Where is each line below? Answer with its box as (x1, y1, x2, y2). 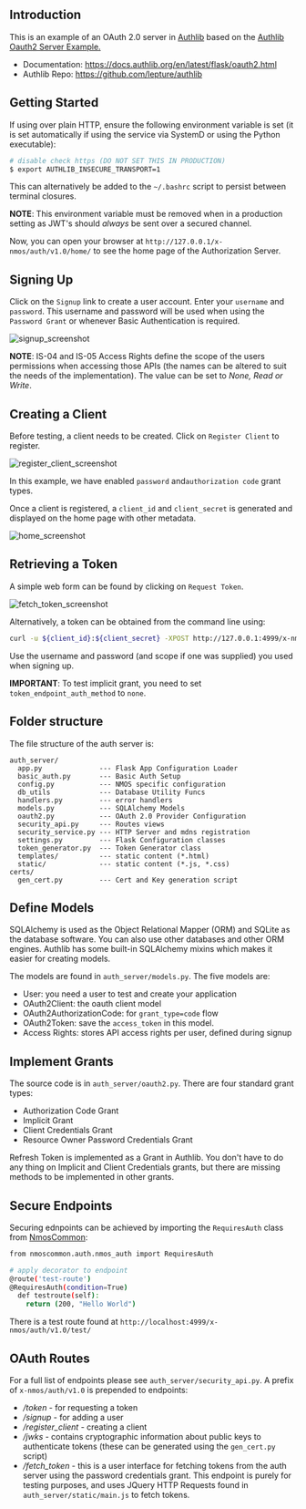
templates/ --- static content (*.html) (17, 852, 209, 861)
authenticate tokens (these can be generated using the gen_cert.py (22, 1441, 276, 1452)
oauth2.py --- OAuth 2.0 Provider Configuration (17, 811, 247, 821)
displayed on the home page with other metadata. (9, 512, 197, 523)
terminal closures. (9, 191, 77, 202)
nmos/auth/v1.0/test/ (9, 1326, 92, 1335)
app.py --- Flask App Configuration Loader (17, 763, 239, 773)
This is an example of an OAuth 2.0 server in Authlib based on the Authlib (9, 31, 285, 42)
